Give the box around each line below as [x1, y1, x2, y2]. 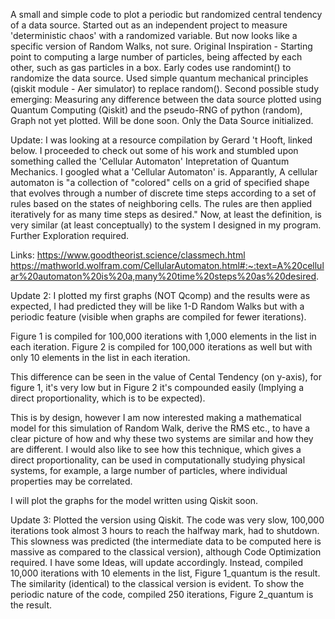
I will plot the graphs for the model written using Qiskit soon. [10, 495, 259, 506]
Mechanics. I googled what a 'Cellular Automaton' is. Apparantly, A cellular [10, 166, 318, 178]
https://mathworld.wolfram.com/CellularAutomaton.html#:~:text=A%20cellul [10, 260, 325, 271]
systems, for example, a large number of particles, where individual [10, 465, 288, 476]
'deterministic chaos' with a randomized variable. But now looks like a [10, 30, 298, 41]
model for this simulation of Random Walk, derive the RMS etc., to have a [10, 422, 311, 434]
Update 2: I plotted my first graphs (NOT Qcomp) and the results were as [10, 290, 311, 301]
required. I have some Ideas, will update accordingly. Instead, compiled [10, 557, 304, 568]
